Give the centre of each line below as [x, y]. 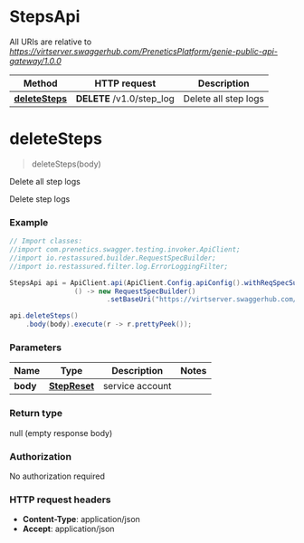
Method [40, 83]
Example [29, 222]
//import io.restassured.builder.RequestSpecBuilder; [113, 258]
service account [137, 386]
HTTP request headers [60, 500]
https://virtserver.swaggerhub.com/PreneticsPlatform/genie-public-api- [144, 51]
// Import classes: [46, 242]
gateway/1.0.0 [35, 61]
